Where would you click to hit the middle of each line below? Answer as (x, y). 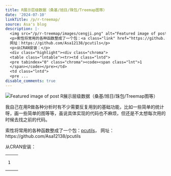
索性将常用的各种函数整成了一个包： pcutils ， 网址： (60, 130)
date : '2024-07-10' (26, 15)
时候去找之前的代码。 (27, 120)
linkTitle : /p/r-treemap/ (33, 19)
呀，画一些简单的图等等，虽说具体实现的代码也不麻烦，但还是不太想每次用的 (85, 113)
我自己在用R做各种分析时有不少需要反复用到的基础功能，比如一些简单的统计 (85, 107)
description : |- (22, 29)
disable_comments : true (31, 81)
